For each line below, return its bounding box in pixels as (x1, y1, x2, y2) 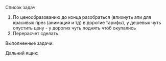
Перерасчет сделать (12, 30, 59, 36)
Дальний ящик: (5, 50, 39, 56)
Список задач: (5, 5, 37, 10)
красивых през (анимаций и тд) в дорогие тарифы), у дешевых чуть (12, 20, 161, 25)
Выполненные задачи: (5, 40, 54, 46)
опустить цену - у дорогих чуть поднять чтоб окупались (12, 25, 136, 31)
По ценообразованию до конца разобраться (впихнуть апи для (12, 14, 152, 20)
